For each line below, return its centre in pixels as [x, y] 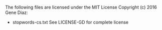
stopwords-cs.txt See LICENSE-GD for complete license [70, 22]
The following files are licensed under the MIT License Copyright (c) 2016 [81, 7]
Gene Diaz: [17, 12]
